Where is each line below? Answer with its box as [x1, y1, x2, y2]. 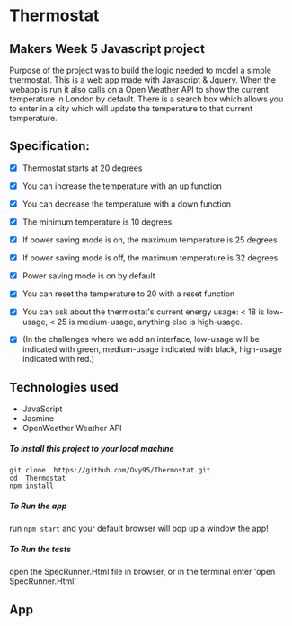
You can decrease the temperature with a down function [22, 198, 232, 209]
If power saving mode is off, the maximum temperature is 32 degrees [22, 252, 279, 263]
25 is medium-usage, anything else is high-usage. [57, 316, 243, 328]
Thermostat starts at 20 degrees [22, 163, 143, 173]
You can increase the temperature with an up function [22, 181, 222, 191]
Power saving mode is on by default [22, 270, 155, 281]
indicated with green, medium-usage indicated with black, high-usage [22, 344, 283, 355]
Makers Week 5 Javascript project [9, 41, 205, 57]
